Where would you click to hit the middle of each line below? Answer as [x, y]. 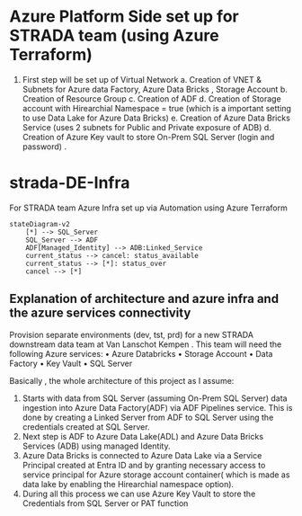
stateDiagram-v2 [40, 224]
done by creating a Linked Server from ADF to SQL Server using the [148, 417]
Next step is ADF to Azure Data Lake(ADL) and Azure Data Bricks [142, 436]
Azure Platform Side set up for [124, 17]
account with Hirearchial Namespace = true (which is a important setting [157, 108]
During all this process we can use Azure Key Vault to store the [139, 494]
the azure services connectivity [100, 313]
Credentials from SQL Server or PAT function [105, 503]
